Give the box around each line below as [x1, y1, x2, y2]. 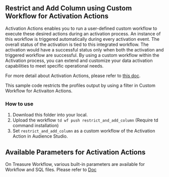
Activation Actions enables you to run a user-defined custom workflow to [5, 25, 157, 31]
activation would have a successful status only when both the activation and [5, 46, 164, 52]
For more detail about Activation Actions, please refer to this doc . [5, 73, 141, 79]
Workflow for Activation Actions [5, 12, 108, 21]
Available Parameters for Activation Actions [5, 148, 146, 156]
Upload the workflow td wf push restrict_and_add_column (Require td [12, 117, 158, 123]
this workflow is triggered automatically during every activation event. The [5, 36, 160, 42]
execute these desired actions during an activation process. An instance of [5, 30, 161, 37]
